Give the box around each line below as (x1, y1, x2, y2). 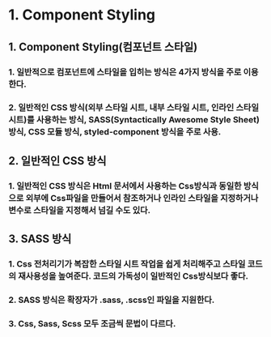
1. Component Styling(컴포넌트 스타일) (8, 40, 198, 53)
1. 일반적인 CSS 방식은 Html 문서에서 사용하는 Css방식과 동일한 (8, 180, 242, 191)
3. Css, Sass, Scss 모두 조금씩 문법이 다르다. (8, 318, 176, 329)
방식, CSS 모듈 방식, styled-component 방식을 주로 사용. (8, 126, 222, 138)
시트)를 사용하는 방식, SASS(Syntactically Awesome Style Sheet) (8, 114, 260, 126)
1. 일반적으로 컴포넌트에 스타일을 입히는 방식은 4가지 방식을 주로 (8, 66, 242, 78)
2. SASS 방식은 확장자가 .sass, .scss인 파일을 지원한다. (8, 294, 215, 305)
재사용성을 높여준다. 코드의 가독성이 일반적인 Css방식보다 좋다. (17, 271, 249, 282)
